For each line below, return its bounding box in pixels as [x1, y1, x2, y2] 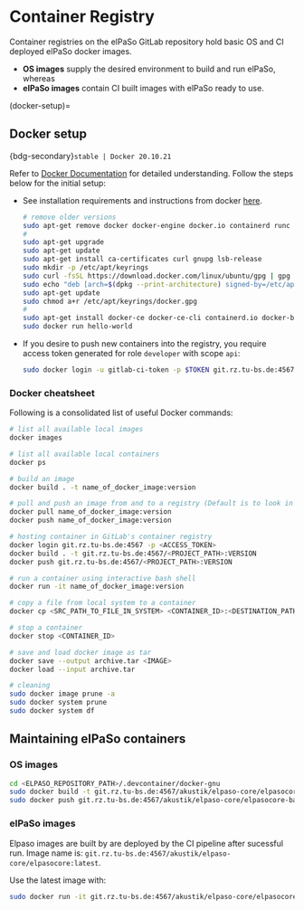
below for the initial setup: [9, 177, 107, 188]
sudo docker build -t [9, 787, 91, 797]
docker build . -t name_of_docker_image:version [9, 482, 196, 492]
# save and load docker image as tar [9, 648, 152, 657]
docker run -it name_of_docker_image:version [9, 582, 184, 592]
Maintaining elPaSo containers [9, 731, 186, 747]
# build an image [9, 474, 75, 483]
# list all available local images [9, 425, 144, 434]
